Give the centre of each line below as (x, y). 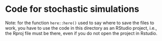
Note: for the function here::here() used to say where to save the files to (80, 23)
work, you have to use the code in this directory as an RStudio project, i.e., (81, 28)
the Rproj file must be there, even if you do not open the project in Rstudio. (81, 33)
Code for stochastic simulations (72, 9)
